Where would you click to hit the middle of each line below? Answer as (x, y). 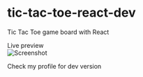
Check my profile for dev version (54, 66)
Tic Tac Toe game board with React (58, 32)
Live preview (25, 45)
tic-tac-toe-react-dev (71, 13)
